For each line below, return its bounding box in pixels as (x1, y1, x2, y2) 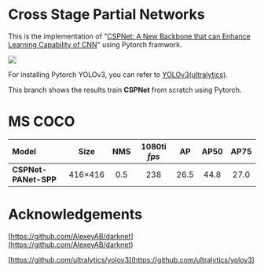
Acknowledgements (8, 206, 143, 223)
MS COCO (8, 112, 75, 130)
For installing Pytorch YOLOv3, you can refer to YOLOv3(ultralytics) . (8, 69, 228, 79)
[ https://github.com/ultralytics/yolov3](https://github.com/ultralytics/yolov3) (8, 255, 255, 264)
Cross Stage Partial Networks (8, 6, 206, 24)
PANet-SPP (12, 174, 57, 185)
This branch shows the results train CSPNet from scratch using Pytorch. (8, 85, 242, 94)
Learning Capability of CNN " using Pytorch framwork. (8, 39, 182, 49)
